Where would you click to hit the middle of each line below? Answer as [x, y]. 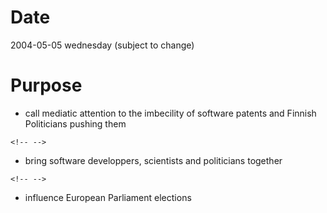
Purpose [46, 85]
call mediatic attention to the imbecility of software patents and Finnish [170, 113]
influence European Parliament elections [108, 197]
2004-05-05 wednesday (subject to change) [102, 45]
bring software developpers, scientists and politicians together [153, 160]
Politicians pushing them [75, 123]
